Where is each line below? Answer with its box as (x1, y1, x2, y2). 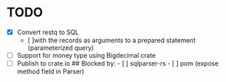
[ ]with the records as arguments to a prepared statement (27, 36, 196, 44)
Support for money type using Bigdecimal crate (16, 51, 156, 59)
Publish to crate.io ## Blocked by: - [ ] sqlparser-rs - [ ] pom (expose (16, 59, 219, 68)
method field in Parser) (16, 67, 85, 76)
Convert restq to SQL (16, 28, 80, 36)
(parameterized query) (27, 43, 94, 52)
